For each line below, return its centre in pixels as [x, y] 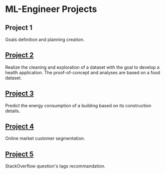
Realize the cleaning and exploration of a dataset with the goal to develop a [82, 67]
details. [13, 111]
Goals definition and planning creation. [45, 39]
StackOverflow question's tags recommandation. [55, 166]
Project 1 [19, 28]
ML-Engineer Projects [51, 9]
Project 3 [19, 93]
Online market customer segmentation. [45, 139]
